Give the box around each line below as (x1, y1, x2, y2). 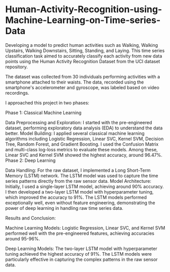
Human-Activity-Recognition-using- (5, 4, 162, 15)
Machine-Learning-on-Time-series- (5, 14, 161, 26)
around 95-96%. (5, 235, 40, 241)
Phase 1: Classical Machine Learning (5, 110, 82, 116)
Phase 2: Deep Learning (5, 157, 56, 164)
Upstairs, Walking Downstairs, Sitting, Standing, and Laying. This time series (5, 47, 165, 53)
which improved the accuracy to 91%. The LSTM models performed (5, 194, 147, 200)
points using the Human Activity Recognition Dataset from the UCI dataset (5, 58, 160, 64)
